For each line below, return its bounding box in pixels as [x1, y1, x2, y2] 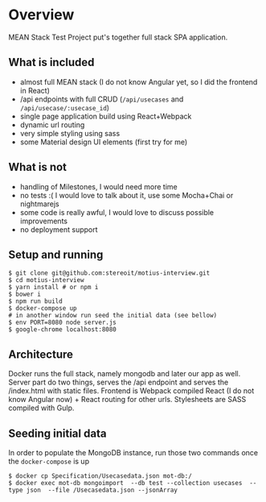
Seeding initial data [8, 426, 107, 440]
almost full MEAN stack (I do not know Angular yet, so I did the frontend [19, 77, 258, 86]
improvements [19, 216, 68, 226]
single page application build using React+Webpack [19, 111, 192, 121]
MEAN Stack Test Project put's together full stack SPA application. [8, 32, 228, 42]
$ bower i [8, 290, 42, 299]
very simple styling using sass [19, 128, 121, 138]
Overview [8, 6, 75, 24]
